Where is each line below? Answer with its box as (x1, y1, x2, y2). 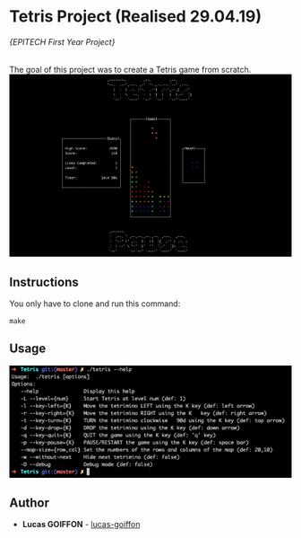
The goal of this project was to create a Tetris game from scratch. (9, 65, 252, 75)
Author (9, 496, 49, 511)
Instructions (9, 274, 79, 289)
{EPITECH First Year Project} (9, 36, 116, 47)
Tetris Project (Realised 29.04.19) (9, 6, 262, 27)
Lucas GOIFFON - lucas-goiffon (21, 519, 141, 530)
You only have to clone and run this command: (9, 298, 181, 309)
